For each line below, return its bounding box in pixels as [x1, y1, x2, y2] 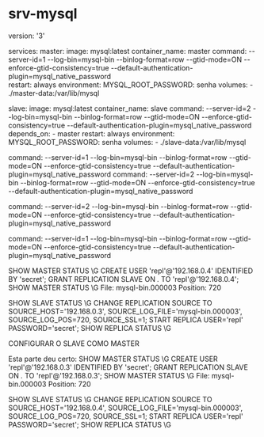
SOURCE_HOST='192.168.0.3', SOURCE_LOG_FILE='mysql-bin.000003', [8, 306, 243, 316]
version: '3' [8, 31, 45, 40]
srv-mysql [8, 5, 78, 23]
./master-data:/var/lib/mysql [8, 88, 100, 97]
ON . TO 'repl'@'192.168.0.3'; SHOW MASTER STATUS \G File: [8, 370, 210, 380]
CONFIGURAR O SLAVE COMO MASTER [8, 338, 140, 348]
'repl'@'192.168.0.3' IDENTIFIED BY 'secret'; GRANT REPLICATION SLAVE [8, 362, 248, 372]
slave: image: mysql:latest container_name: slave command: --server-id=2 [8, 104, 251, 113]
